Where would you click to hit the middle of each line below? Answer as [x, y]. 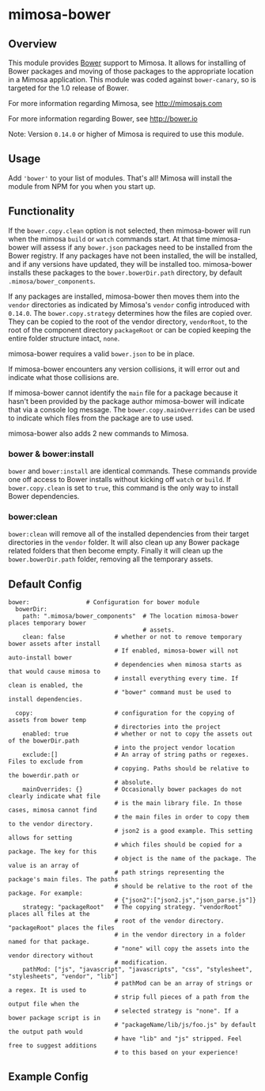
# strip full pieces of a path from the [182, 998]
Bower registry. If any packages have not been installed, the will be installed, [133, 256]
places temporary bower [47, 623]
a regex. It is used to [47, 990]
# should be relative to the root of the [184, 887]
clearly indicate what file [55, 796]
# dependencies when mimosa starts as [178, 665]
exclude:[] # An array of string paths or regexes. [136, 755]
